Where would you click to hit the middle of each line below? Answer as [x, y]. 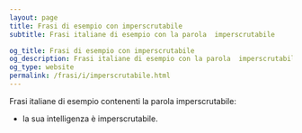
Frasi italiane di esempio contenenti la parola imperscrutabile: [123, 101]
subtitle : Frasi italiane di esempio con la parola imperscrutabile [142, 34]
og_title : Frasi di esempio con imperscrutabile [102, 50]
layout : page [34, 18]
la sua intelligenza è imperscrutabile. [90, 119]
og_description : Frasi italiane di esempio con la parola [120, 59]
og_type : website [42, 67]
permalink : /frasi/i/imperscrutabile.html [90, 76]
